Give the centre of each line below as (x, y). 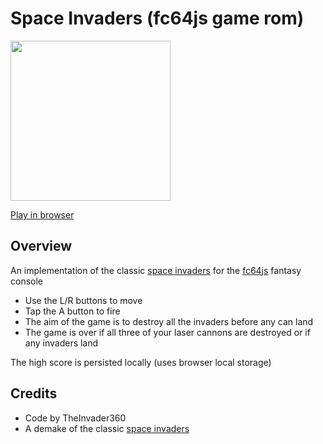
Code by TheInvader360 (75, 418)
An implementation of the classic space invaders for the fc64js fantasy (156, 270)
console (27, 281)
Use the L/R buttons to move (83, 300)
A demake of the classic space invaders (107, 428)
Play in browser (42, 214)
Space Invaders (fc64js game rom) (157, 18)
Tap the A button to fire (72, 311)
